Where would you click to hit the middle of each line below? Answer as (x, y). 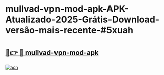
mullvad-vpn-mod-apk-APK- (67, 9)
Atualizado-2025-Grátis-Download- (83, 20)
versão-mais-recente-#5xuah (69, 30)
